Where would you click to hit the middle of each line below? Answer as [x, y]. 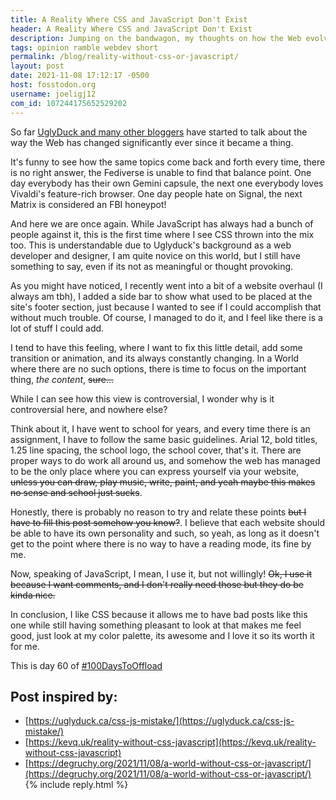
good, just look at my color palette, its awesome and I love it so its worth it [162, 635]
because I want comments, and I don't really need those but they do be [157, 584]
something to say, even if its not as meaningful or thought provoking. [152, 266]
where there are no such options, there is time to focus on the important [158, 368]
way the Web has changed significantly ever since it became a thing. [152, 142]
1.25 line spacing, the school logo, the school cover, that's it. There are [156, 450]
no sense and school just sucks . [76, 492]
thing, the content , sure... [62, 379]
